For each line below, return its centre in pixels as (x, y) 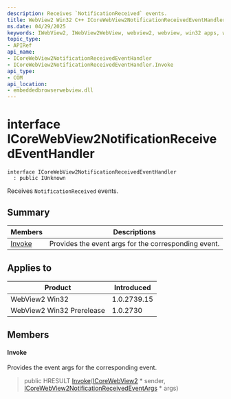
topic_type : (24, 39)
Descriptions (134, 232)
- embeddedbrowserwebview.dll (51, 90)
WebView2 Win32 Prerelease (58, 310)
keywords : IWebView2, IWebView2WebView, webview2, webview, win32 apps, (113, 33)
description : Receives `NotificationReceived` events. (87, 13)
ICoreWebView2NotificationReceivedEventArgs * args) (101, 388)
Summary (29, 213)
